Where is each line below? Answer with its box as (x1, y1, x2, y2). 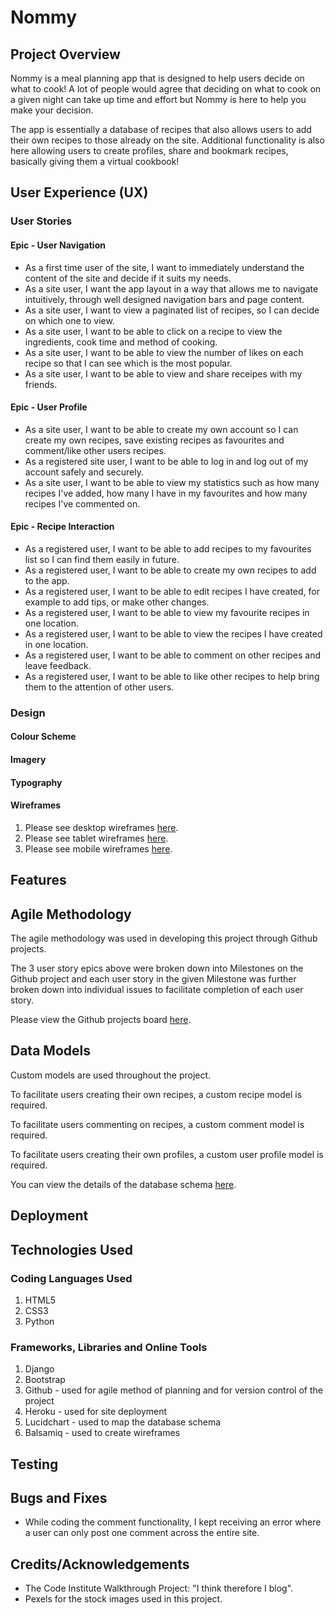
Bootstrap (24, 1374, 66, 1386)
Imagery (10, 754, 47, 766)
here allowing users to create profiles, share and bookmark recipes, (10, 145, 289, 156)
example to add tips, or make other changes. (24, 596, 210, 608)
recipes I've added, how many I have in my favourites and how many (24, 487, 308, 499)
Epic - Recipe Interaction (10, 521, 115, 533)
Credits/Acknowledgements (10, 1556, 190, 1573)
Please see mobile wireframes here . (24, 842, 173, 855)
